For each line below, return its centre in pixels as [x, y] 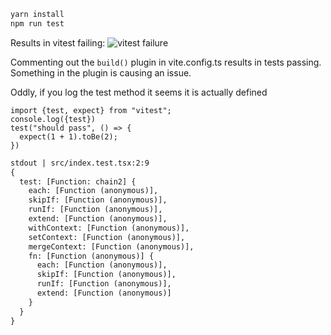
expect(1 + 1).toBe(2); [68, 136]
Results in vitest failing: [58, 42]
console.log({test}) [53, 119]
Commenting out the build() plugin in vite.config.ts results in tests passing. [166, 62]
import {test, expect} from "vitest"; [91, 110]
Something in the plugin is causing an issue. [101, 72]
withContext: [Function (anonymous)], [109, 228]
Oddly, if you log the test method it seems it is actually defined [139, 92]
